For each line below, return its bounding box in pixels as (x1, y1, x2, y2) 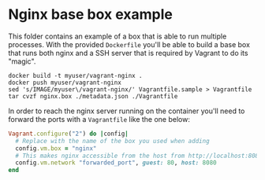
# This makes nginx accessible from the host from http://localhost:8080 (15, 152, 263, 160)
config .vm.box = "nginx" (15, 144, 97, 152)
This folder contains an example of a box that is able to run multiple (8, 31, 227, 41)
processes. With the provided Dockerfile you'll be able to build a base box (8, 39, 251, 49)
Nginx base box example (8, 6, 174, 24)
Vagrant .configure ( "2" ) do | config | (8, 130, 129, 138)
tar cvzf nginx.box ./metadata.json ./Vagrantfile (8, 92, 178, 100)
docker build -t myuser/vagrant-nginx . (8, 72, 144, 79)
